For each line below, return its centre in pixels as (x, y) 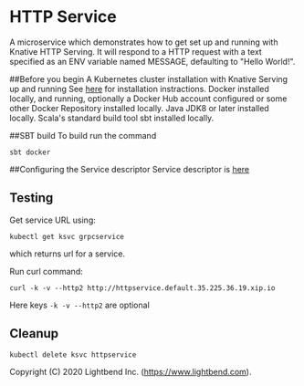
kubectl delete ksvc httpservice (73, 355)
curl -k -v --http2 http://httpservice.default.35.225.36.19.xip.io (142, 288)
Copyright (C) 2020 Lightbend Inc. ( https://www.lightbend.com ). (131, 371)
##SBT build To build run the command (83, 135)
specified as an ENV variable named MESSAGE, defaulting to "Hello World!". (152, 61)
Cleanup (34, 334)
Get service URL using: (52, 220)
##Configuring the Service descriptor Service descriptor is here (130, 169)
